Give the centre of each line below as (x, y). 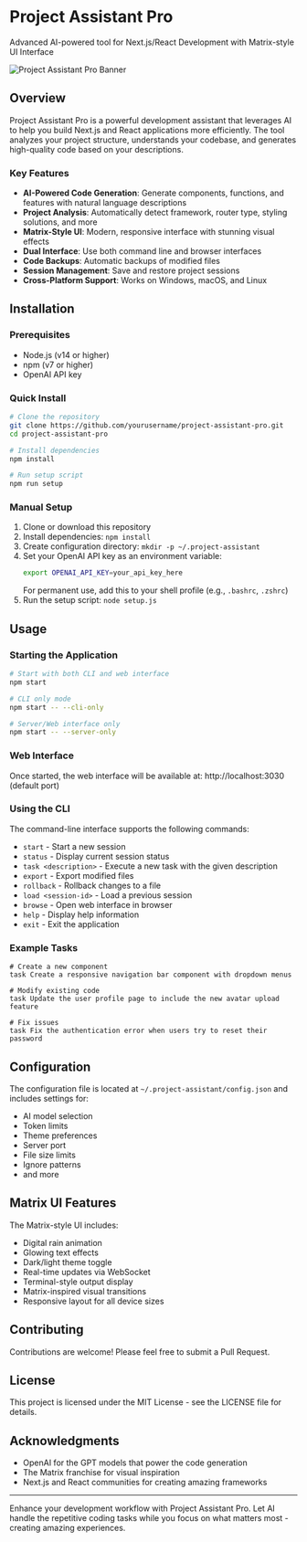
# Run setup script (47, 475)
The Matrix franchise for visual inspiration (101, 1473)
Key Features (40, 173)
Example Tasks (44, 947)
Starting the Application (64, 655)
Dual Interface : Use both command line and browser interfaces (142, 251)
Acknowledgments (65, 1441)
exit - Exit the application (71, 924)
